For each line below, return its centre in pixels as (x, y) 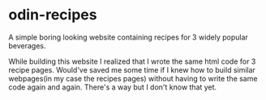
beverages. (27, 45)
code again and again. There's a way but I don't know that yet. (113, 87)
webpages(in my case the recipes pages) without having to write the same (133, 78)
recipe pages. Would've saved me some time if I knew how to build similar (132, 69)
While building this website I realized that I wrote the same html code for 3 (132, 61)
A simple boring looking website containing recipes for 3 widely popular (129, 37)
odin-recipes (53, 15)
